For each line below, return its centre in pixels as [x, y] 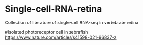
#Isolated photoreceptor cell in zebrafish [47, 32]
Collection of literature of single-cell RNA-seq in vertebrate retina [72, 22]
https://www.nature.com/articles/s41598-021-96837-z [61, 37]
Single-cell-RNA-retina [54, 9]
